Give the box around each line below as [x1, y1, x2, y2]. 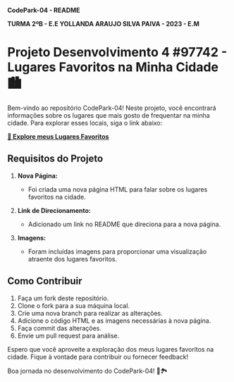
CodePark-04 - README [7, 6, 80, 14]
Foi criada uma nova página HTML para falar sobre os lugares [27, 185, 208, 193]
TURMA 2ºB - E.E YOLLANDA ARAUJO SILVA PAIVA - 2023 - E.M [7, 20, 199, 27]
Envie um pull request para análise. [17, 331, 120, 340]
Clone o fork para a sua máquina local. [17, 301, 130, 309]
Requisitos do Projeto [7, 153, 104, 165]
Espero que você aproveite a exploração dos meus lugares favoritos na [7, 345, 214, 353]
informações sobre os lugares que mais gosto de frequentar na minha [7, 111, 210, 119]
